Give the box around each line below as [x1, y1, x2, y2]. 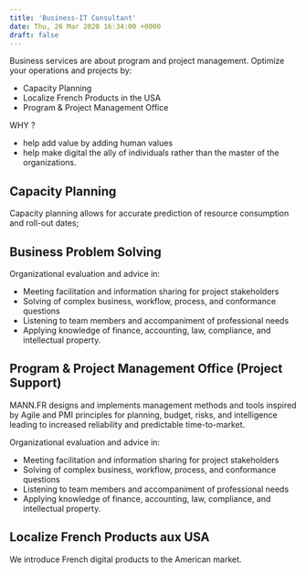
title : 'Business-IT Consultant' [9, 13, 137, 23]
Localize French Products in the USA [22, 92, 162, 103]
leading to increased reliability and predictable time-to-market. [9, 419, 246, 430]
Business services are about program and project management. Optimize [9, 56, 285, 67]
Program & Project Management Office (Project [9, 361, 283, 377]
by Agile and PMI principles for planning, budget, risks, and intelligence [9, 409, 278, 420]
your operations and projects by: [9, 65, 132, 76]
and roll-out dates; [9, 218, 79, 229]
